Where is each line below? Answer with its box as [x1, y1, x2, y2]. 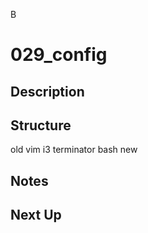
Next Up [10, 207, 62, 224]
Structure [10, 117, 72, 134]
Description [10, 83, 85, 100]
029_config [10, 44, 108, 66]
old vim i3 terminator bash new [10, 144, 138, 156]
